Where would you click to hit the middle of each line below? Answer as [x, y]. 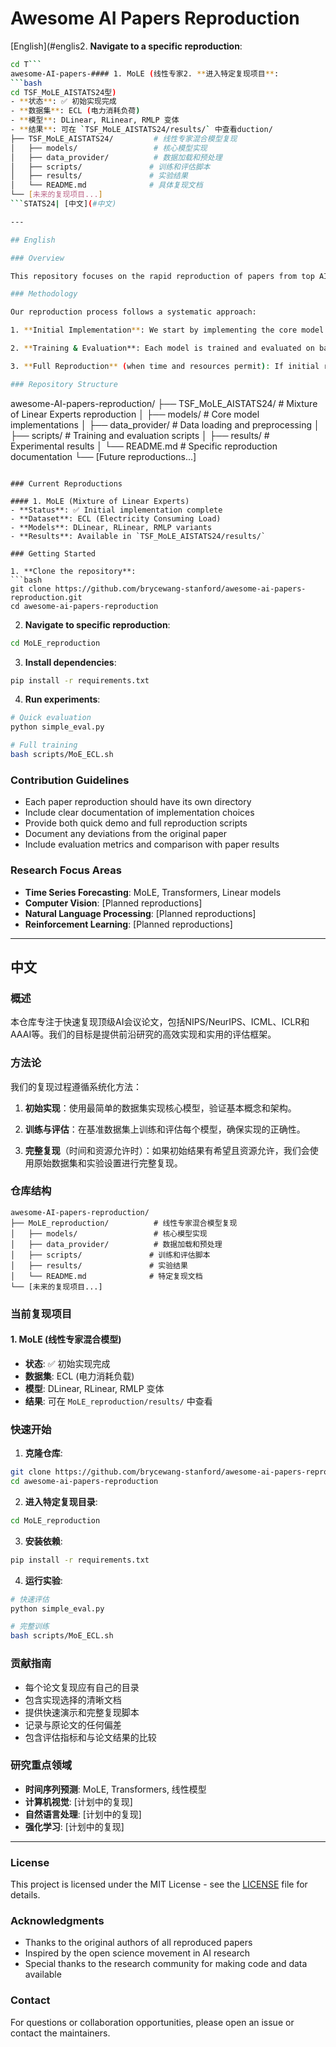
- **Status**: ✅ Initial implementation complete [116, 510]
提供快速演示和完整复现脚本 [82, 1712]
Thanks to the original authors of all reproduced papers [138, 1943]
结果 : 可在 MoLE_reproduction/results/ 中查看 [118, 1401]
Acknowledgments [57, 1921]
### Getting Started [53, 553]
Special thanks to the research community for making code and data [166, 1964]
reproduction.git [46, 597]
